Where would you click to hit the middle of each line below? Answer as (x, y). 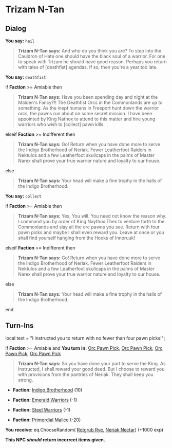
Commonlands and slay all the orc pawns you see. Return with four (89, 227)
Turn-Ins (20, 326)
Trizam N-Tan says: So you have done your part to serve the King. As (92, 363)
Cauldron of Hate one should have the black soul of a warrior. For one (92, 56)
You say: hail (20, 41)
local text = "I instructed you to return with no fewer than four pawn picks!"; (85, 338)
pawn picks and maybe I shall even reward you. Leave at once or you (91, 232)
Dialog (16, 29)
